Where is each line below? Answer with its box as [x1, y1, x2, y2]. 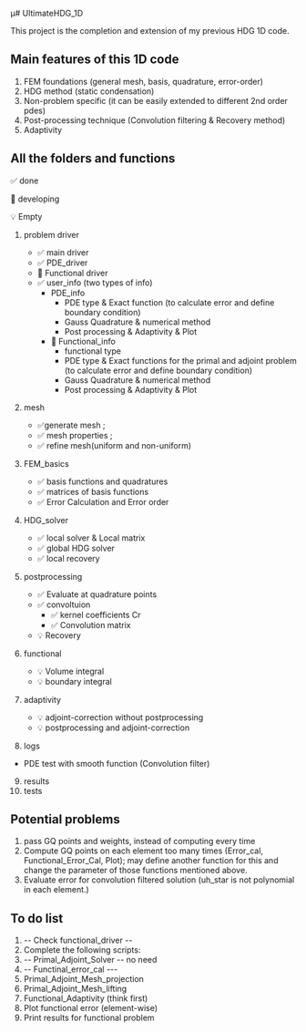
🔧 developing [10, 193, 60, 204]
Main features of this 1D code [10, 52, 179, 67]
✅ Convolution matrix [50, 619, 131, 630]
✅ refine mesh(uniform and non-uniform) [36, 439, 192, 450]
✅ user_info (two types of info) [36, 277, 153, 288]
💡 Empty [10, 211, 43, 222]
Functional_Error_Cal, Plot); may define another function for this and [23, 855, 279, 866]
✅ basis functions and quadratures [36, 476, 168, 487]
